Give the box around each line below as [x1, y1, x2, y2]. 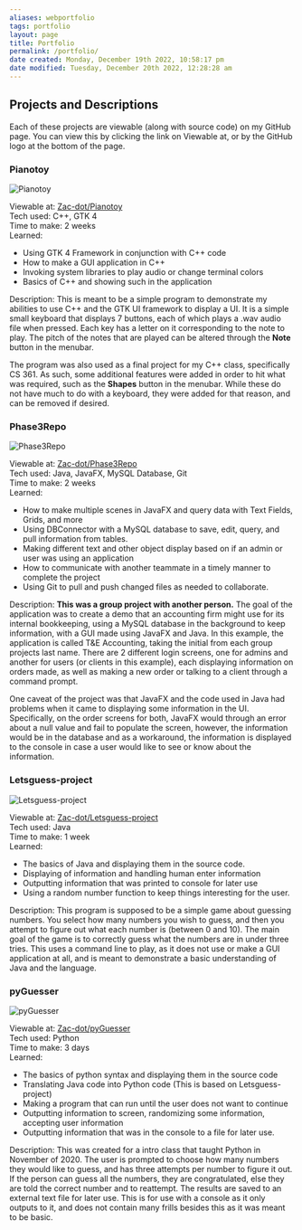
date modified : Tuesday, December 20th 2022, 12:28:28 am [9, 64, 232, 73]
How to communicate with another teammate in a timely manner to [22, 563, 271, 573]
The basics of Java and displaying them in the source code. [22, 858, 246, 869]
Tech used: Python [9, 1032, 80, 1043]
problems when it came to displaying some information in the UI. [9, 703, 250, 714]
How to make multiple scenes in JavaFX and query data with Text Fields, [22, 505, 294, 516]
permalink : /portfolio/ [9, 47, 99, 56]
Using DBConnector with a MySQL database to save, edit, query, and [22, 524, 280, 535]
